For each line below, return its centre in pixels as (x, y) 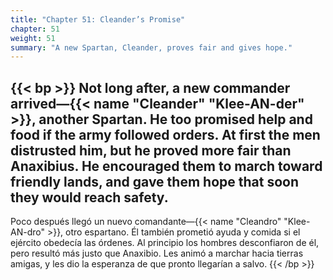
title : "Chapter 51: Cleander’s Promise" (98, 19)
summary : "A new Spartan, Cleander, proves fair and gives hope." (151, 47)
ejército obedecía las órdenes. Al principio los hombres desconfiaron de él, (165, 243)
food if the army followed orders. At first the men (165, 134)
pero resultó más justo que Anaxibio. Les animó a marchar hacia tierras (157, 253)
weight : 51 (33, 38)
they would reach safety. (89, 197)
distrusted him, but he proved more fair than (151, 150)
